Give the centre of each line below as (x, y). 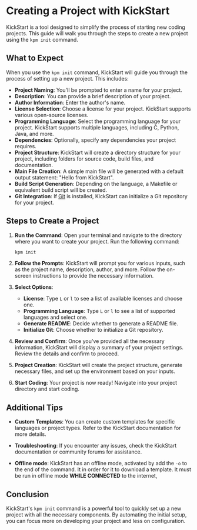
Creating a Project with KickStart (88, 11)
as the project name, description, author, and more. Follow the (90, 269)
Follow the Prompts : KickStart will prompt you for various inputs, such (100, 264)
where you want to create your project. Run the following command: (97, 241)
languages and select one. (56, 317)
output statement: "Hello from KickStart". (64, 177)
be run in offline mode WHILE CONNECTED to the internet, (86, 476)
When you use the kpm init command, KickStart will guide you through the (97, 72)
